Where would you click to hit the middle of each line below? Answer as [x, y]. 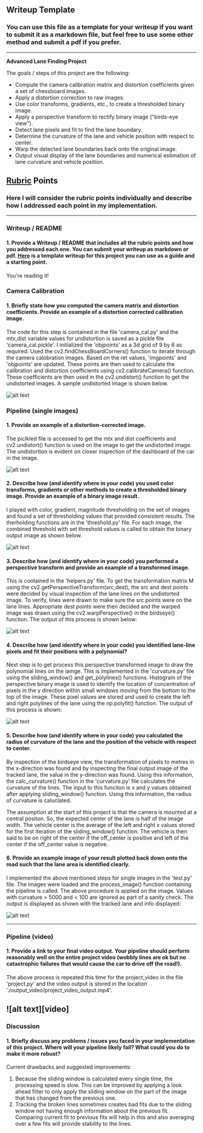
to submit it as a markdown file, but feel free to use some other [100, 34]
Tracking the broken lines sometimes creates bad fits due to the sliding [103, 1105]
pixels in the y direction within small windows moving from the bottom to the [101, 691]
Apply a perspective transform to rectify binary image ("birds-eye [96, 117]
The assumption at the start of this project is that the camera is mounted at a [101, 812]
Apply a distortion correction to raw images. [70, 97]
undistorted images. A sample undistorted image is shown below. [87, 383]
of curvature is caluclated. [39, 800]
